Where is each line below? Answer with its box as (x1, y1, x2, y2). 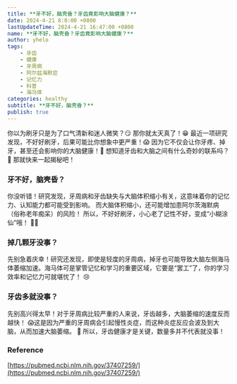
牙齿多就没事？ (7, 292, 59, 302)
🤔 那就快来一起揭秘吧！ (7, 155, 75, 163)
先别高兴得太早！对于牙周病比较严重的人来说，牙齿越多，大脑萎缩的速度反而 (7, 309, 230, 318)
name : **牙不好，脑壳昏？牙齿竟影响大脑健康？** (7, 30, 134, 37)
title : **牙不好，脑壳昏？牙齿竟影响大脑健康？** (7, 10, 137, 18)
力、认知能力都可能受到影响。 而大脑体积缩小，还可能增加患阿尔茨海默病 (7, 201, 219, 209)
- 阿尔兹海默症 (20, 69, 59, 76)
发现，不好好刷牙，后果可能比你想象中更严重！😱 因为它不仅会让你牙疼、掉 (7, 137, 226, 146)
